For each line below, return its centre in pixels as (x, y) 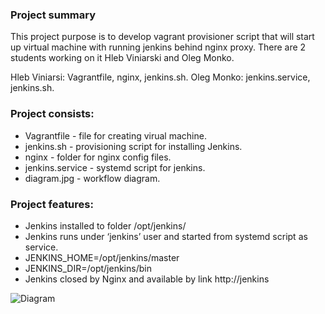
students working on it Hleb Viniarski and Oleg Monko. (122, 58)
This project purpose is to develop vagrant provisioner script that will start (162, 37)
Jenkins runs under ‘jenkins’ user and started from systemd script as (166, 236)
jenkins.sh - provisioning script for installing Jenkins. (133, 146)
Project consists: (52, 114)
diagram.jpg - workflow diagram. (92, 178)
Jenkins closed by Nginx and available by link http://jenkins (147, 279)
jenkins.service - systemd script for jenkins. (115, 167)
